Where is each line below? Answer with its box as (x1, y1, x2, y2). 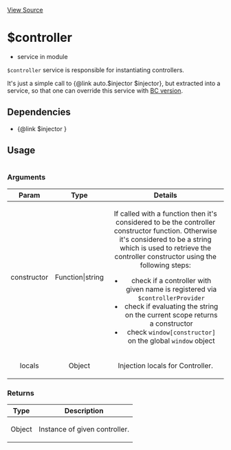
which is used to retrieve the (120, 243, 212, 253)
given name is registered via (126, 284, 217, 294)
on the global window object (127, 336, 215, 346)
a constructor (149, 319, 194, 328)
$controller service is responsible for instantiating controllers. (7, 65, 184, 74)
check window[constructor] (126, 327, 216, 337)
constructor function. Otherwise (113, 226, 217, 236)
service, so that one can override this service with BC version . (7, 86, 184, 95)
